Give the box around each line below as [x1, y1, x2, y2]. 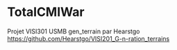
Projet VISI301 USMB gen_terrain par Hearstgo [7, 27, 140, 35]
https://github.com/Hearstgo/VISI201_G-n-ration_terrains [7, 34, 170, 42]
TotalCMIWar [7, 4, 85, 20]
